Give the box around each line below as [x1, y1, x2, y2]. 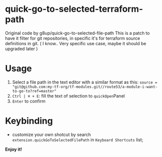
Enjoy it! [5, 146, 22, 152]
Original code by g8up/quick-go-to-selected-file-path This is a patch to [5, 30, 150, 36]
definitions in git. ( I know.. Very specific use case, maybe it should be [5, 40, 146, 46]
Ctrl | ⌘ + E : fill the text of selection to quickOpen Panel [12, 93, 125, 99]
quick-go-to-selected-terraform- [5, 3, 143, 15]
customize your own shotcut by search [12, 131, 91, 137]
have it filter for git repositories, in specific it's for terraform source [5, 35, 140, 41]
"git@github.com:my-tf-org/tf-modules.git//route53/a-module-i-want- [12, 84, 158, 89]
